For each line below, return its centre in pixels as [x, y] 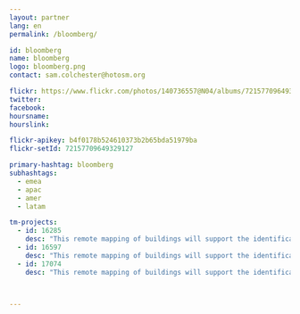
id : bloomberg [36, 50]
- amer [29, 198]
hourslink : [29, 124]
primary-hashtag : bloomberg [62, 165]
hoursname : [29, 116]
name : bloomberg [39, 59]
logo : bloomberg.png [48, 67]
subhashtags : [33, 173]
